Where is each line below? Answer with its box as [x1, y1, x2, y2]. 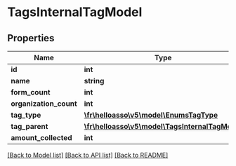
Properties [7, 32, 55, 44]
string [84, 76, 105, 85]
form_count [11, 88, 51, 97]
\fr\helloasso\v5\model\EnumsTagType [84, 110, 218, 120]
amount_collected [11, 133, 72, 142]
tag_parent [11, 122, 48, 131]
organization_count [11, 99, 77, 109]
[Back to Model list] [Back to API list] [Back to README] [7, 151, 169, 159]
